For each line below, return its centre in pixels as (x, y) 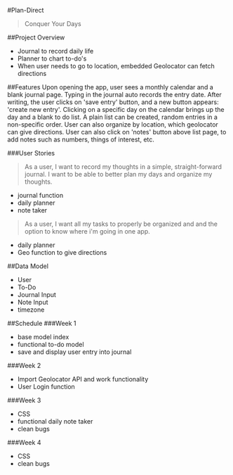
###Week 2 (24, 366)
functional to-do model (51, 344)
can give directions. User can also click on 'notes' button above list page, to (117, 132)
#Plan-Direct (26, 10)
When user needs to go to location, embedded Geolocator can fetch (116, 66)
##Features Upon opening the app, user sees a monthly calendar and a (110, 87)
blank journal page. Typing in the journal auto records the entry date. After (115, 95)
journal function (40, 195)
